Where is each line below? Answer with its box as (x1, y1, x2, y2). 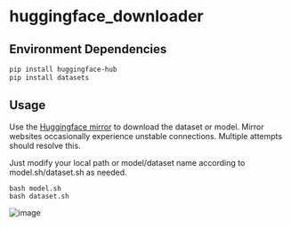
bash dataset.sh (9, 192, 69, 200)
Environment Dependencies (9, 42, 167, 57)
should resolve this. (9, 140, 82, 151)
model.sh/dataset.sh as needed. (9, 167, 127, 177)
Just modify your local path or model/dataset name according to (9, 157, 246, 168)
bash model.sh (9, 184, 62, 192)
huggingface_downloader (9, 6, 204, 27)
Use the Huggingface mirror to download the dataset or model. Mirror (9, 121, 264, 132)
